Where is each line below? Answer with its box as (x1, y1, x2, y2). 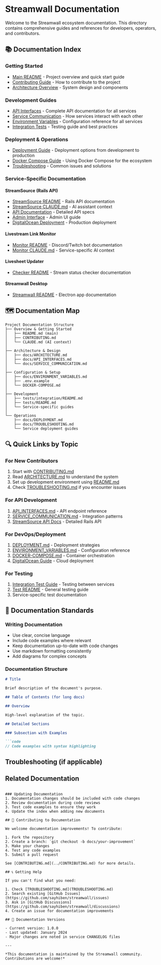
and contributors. (5, 30, 40, 36)
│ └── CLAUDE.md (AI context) (5, 340, 72, 345)
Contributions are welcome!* (5, 956, 65, 961)
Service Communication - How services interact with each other (12, 113, 143, 119)
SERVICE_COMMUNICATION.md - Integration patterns (12, 513, 123, 519)
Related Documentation (5, 774, 80, 783)
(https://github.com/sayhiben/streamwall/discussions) (5, 904, 121, 909)
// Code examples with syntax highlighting (5, 744, 96, 749)
